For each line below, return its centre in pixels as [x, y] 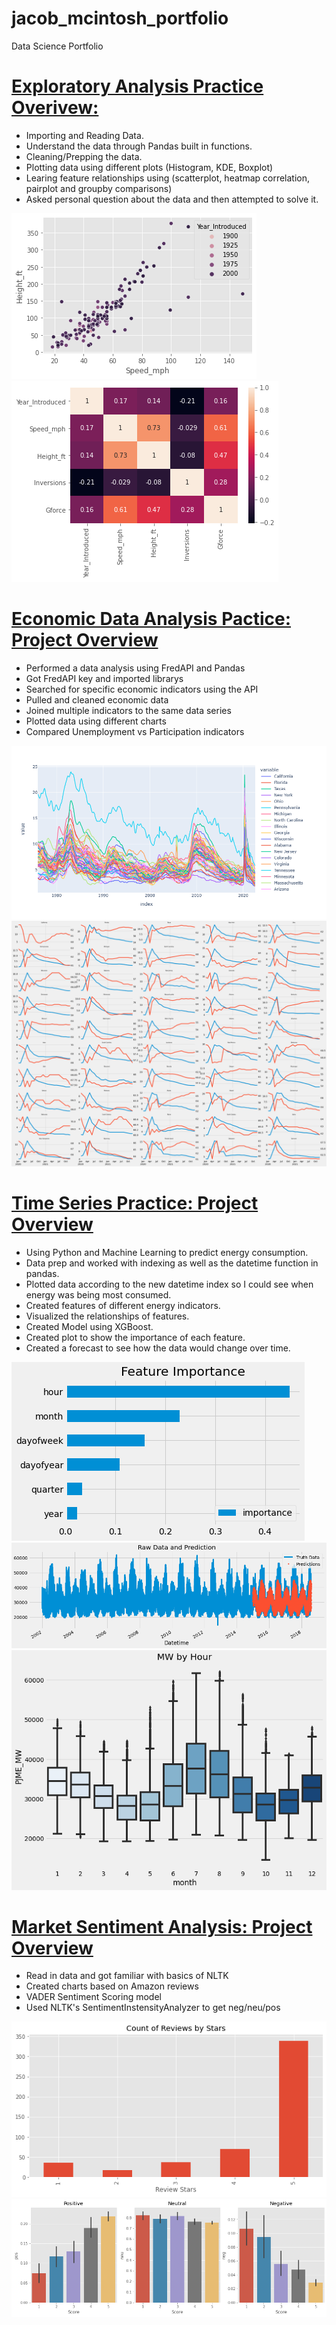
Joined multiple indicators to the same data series [128, 710]
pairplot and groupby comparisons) [99, 188]
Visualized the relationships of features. [107, 1316]
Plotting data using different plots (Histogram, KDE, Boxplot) [149, 167]
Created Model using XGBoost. [89, 1326]
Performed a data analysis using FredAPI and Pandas [135, 668]
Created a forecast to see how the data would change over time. [158, 1348]
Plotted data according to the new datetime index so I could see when [169, 1284]
